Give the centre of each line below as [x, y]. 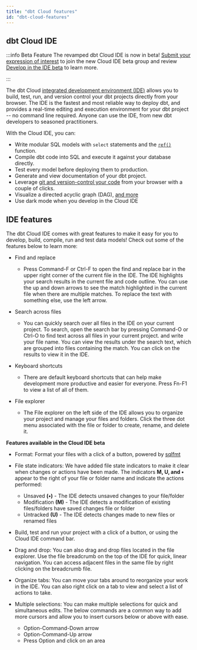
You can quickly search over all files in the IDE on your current [99, 323]
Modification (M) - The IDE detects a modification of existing [97, 502]
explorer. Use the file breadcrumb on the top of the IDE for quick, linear [101, 556]
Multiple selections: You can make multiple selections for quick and [96, 604]
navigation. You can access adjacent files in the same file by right [94, 563]
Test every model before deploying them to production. [81, 170]
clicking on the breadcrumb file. [53, 569]
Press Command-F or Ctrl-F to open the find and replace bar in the [104, 269]
